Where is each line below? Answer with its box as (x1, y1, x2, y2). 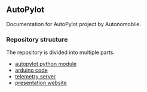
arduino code (14, 66, 48, 74)
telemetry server (14, 73, 56, 80)
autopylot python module (14, 61, 77, 68)
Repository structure (6, 35, 68, 43)
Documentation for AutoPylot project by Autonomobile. (6, 20, 142, 27)
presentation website (14, 80, 67, 87)
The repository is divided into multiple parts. (6, 49, 115, 56)
